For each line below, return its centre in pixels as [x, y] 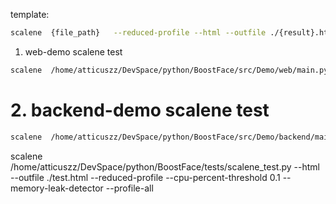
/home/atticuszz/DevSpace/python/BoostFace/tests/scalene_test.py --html [165, 166]
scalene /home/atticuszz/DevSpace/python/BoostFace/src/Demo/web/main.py [169, 70]
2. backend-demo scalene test [140, 110]
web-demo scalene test [73, 51]
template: [30, 14]
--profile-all [129, 188]
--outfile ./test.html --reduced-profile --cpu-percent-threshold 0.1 [145, 177]
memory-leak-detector [57, 188]
